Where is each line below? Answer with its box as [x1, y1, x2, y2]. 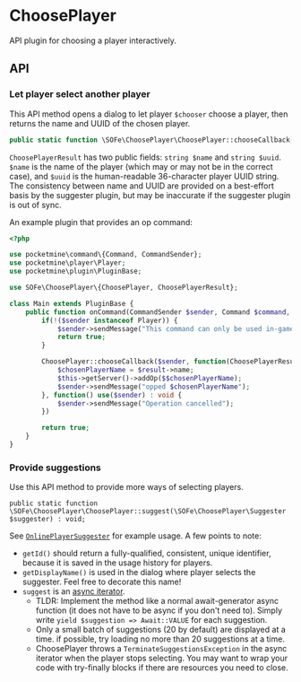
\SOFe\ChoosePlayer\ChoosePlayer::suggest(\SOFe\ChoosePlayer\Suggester [9, 507, 287, 516]
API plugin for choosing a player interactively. [9, 35, 176, 46]
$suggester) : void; [9, 515, 87, 524]
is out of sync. [9, 199, 62, 210]
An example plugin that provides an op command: [9, 216, 193, 227]
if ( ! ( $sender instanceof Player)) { [41, 316, 178, 325]
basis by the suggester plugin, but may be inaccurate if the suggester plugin [9, 189, 291, 200]
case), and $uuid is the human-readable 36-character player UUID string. [9, 170, 279, 181]
